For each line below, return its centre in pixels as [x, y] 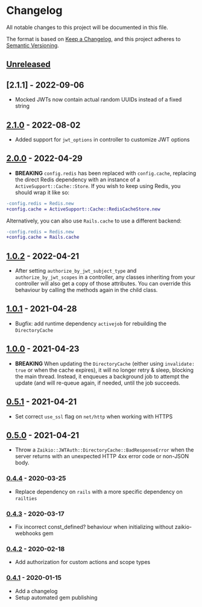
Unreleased [29, 64]
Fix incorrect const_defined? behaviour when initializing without [94, 527]
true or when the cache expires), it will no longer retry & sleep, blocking [104, 370]
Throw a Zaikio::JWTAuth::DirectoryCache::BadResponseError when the [104, 450]
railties [26, 498]
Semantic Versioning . [33, 45]
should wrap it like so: [42, 192]
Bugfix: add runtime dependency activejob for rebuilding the [91, 323]
